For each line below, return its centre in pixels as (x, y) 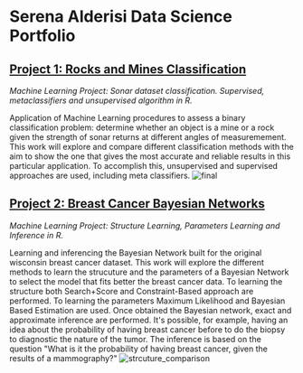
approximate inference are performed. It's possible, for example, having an (149, 320)
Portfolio (43, 36)
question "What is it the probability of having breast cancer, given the (139, 349)
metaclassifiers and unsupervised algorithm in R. (101, 100)
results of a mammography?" (63, 358)
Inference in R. (36, 235)
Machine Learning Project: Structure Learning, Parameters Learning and (145, 225)
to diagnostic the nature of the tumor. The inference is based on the (136, 339)
